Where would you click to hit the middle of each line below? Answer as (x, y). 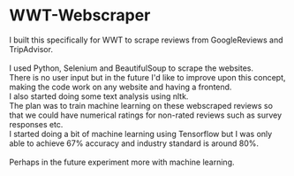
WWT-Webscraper (80, 15)
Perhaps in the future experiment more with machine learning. (122, 162)
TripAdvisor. (31, 49)
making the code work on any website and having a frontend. (121, 87)
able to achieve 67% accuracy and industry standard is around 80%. (134, 143)
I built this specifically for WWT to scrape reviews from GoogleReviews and (147, 40)
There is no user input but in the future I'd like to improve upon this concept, (147, 77)
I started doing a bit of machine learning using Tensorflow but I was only (141, 134)
